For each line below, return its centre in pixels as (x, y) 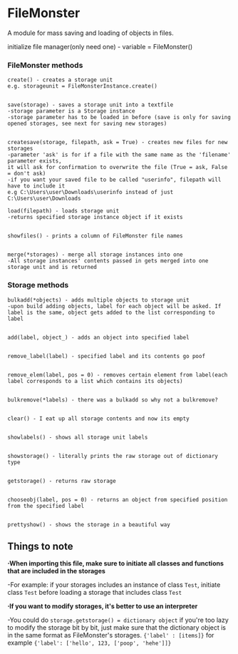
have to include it (36, 186)
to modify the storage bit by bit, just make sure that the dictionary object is (117, 628)
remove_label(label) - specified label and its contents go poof (106, 356)
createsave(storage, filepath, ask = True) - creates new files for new (118, 143)
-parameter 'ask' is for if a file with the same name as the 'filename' (119, 155)
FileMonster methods (45, 65)
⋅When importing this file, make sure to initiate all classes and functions (116, 563)
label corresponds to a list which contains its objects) (95, 381)
